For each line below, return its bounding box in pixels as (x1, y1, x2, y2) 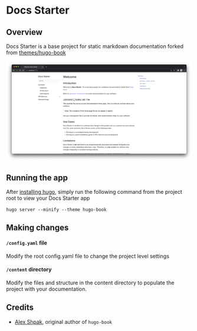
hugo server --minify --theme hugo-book (6, 207, 107, 213)
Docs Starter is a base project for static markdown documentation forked (6, 43, 184, 50)
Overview (6, 27, 43, 37)
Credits (6, 303, 34, 313)
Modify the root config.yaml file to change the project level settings (6, 252, 170, 259)
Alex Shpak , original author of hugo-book (14, 318, 112, 325)
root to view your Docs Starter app (6, 194, 90, 202)
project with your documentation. (6, 285, 87, 293)
